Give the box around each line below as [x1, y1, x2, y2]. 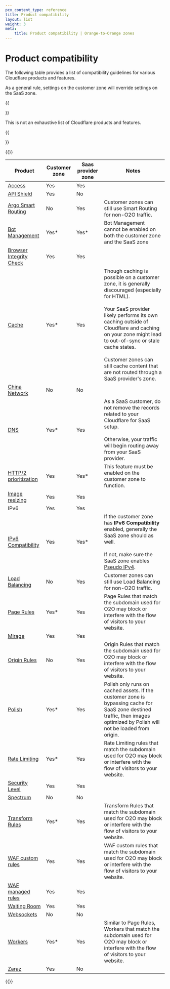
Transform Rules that [104, 802, 154, 809]
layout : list [5, 17, 33, 22]
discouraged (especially [104, 286, 161, 294]
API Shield [8, 190, 32, 197]
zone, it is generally [104, 280, 150, 287]
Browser [8, 246, 28, 254]
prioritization [8, 475, 38, 482]
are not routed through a [104, 368, 162, 376]
